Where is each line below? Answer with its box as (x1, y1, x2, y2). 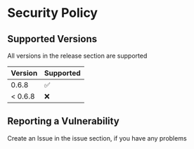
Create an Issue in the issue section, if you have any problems (7, 134, 188, 142)
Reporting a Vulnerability (7, 115, 119, 127)
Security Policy (7, 5, 98, 21)
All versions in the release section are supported (7, 51, 148, 60)
